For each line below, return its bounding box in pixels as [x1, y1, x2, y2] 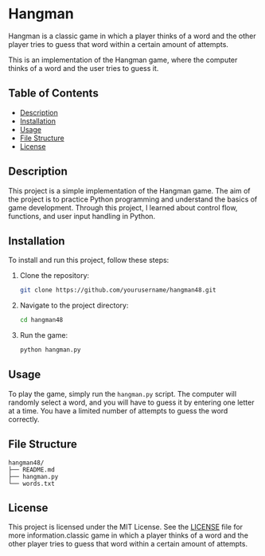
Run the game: [19, 331, 68, 340]
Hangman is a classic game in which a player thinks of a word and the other [8, 31, 256, 41]
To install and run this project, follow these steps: [8, 256, 170, 265]
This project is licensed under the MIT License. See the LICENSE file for [8, 523, 244, 532]
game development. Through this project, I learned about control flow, [8, 202, 238, 212]
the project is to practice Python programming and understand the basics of [8, 194, 258, 204]
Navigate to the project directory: [19, 300, 129, 311]
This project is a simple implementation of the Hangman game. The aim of [8, 186, 251, 195]
